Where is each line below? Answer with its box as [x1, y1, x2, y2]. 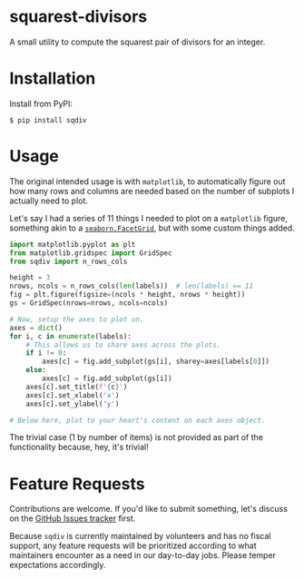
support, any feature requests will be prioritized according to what [9, 540, 257, 551]
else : [25, 366, 47, 375]
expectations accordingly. [9, 560, 106, 571]
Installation [9, 68, 96, 89]
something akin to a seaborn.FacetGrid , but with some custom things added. [9, 222, 295, 233]
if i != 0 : [25, 348, 67, 358]
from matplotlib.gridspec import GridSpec [9, 248, 172, 258]
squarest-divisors [9, 6, 148, 27]
